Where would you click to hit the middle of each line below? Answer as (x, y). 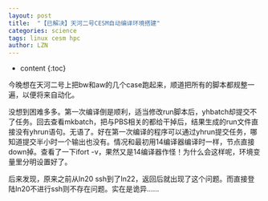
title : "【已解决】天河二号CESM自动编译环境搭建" (84, 23)
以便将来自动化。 (50, 95)
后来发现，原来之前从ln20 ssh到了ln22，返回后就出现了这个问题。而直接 (128, 179)
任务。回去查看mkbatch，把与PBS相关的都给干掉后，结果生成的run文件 (133, 122)
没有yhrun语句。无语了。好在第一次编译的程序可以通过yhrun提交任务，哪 (136, 132)
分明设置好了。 (47, 162)
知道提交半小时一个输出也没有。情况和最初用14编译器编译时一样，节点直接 (132, 142)
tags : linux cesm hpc (45, 38)
